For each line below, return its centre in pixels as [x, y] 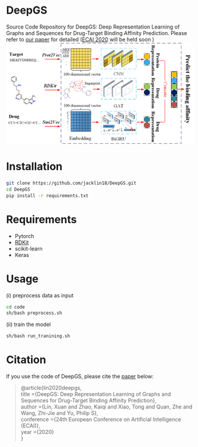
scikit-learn [28, 248]
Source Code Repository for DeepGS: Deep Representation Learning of [93, 27]
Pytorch [24, 236]
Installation [34, 167]
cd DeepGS [18, 189]
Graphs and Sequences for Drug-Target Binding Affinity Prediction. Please [97, 33]
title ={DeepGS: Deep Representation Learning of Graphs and [96, 394]
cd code [16, 307]
